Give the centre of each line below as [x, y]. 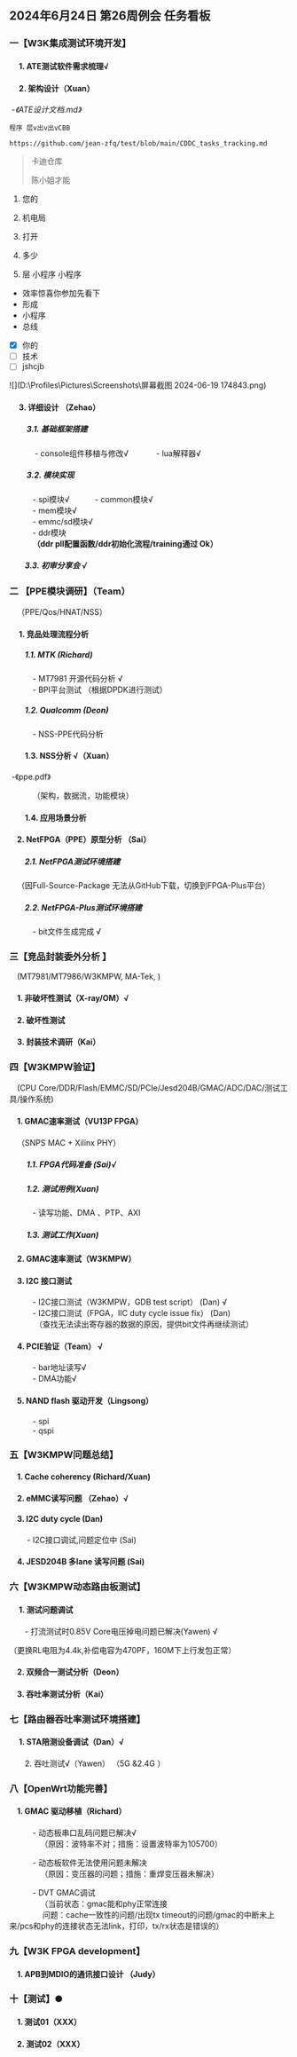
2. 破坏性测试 [41, 1020]
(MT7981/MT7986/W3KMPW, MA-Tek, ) [89, 977]
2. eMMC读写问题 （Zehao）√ [73, 1498]
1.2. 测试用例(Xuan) [63, 1188]
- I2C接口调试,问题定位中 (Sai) [82, 1540]
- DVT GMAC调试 [64, 1892]
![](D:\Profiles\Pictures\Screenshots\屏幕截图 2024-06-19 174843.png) [138, 385]
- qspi [43, 1430]
